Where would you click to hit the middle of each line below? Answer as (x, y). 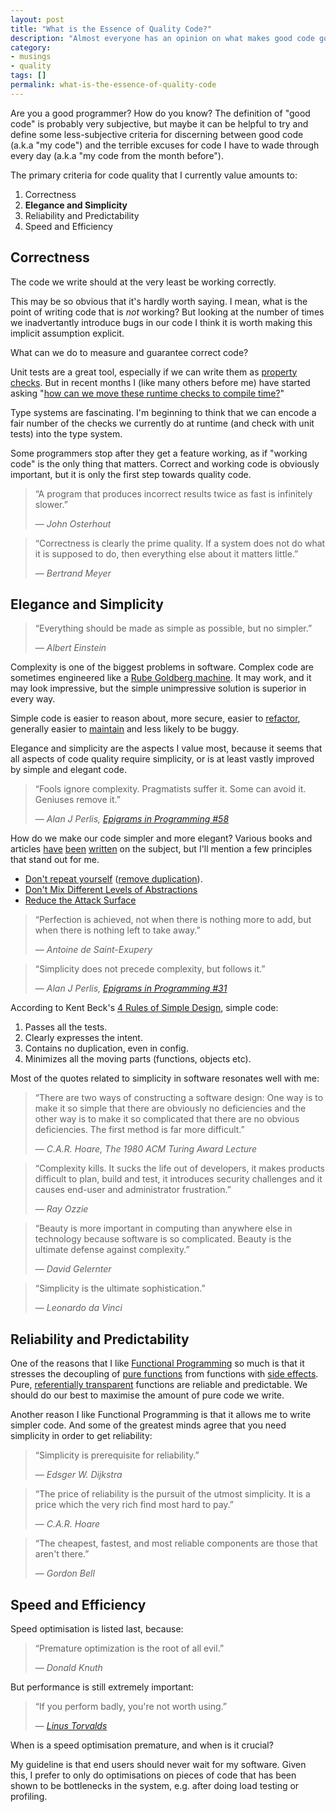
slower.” (51, 504)
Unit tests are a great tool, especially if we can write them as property (154, 372)
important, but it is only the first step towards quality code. (131, 474)
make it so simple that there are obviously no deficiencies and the (170, 1108)
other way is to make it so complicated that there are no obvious (167, 1119)
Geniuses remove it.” (77, 800)
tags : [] (28, 76)
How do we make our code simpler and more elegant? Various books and (161, 838)
